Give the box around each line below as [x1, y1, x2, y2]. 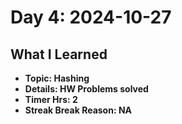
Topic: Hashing [24, 72, 90, 84]
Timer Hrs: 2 [24, 94, 78, 105]
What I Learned [10, 46, 108, 63]
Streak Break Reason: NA [24, 104, 133, 116]
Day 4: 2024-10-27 [10, 6, 172, 29]
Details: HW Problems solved [24, 83, 149, 95]
